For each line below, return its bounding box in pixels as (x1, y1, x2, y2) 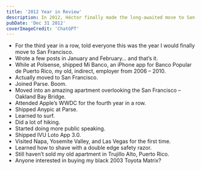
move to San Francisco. (14, 49, 74, 56)
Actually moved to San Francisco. (14, 74, 98, 81)
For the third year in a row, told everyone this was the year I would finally (14, 42, 196, 49)
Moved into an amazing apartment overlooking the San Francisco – (14, 87, 181, 94)
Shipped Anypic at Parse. (14, 106, 78, 113)
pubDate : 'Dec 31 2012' (6, 20, 66, 26)
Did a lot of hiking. (14, 118, 61, 126)
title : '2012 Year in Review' (6, 8, 82, 15)
